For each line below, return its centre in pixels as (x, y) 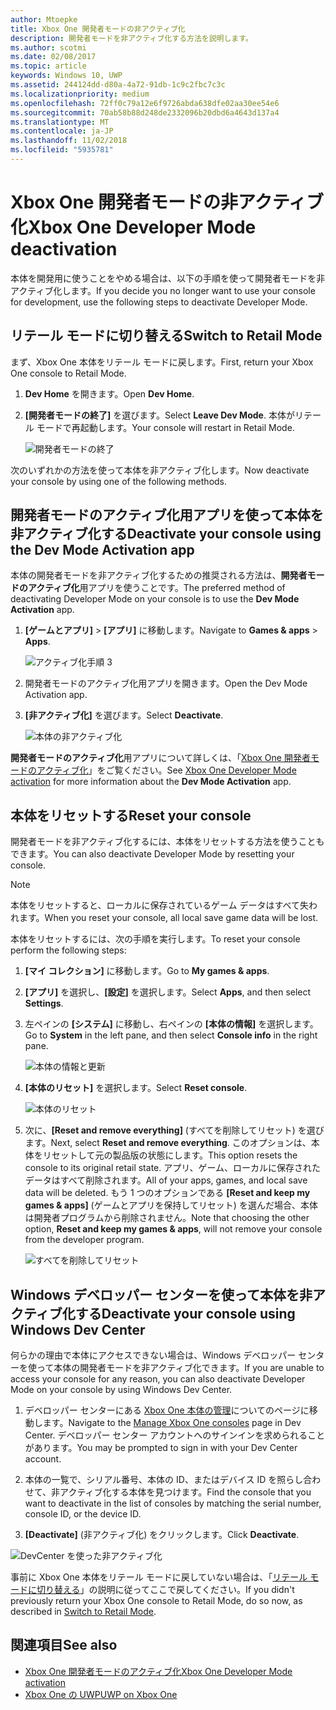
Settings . (44, 1003)
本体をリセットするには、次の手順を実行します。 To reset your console (155, 939)
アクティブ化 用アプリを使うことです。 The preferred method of (156, 588)
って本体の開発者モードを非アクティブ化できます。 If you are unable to (180, 1368)
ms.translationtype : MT (60, 122)
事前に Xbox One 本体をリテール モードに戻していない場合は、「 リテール (159, 1577)
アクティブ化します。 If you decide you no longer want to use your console (163, 290)
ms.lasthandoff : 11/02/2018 (69, 141)
